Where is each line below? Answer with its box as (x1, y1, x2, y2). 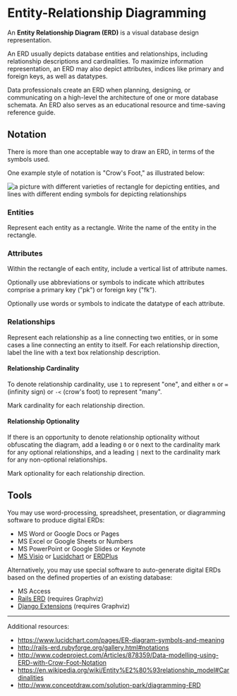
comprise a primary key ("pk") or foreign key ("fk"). (7, 286, 157, 294)
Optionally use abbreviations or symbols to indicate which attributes (7, 278, 205, 287)
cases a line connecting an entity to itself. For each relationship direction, (7, 340, 220, 349)
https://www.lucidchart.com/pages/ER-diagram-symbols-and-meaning (17, 635, 224, 644)
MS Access (17, 587, 51, 595)
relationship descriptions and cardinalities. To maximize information (7, 56, 203, 65)
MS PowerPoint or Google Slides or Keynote (17, 544, 146, 553)
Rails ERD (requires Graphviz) (17, 594, 104, 603)
